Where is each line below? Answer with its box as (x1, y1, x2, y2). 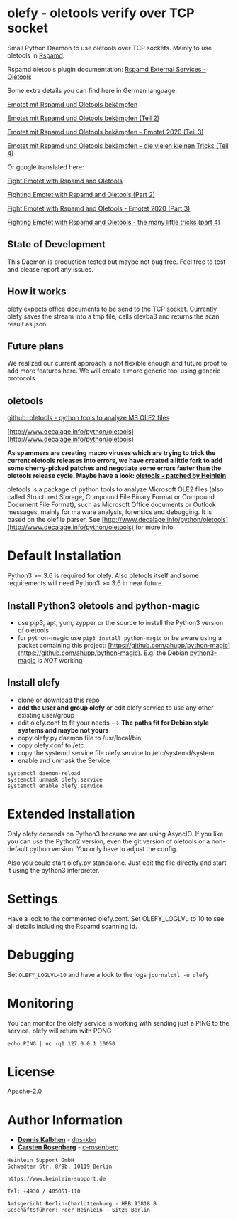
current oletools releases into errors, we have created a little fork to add (7, 457, 223, 465)
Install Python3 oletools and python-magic (7, 600, 200, 612)
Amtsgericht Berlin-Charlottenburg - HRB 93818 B (7, 1201, 157, 1208)
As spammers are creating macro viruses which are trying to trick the (7, 449, 216, 457)
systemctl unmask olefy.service (7, 776, 103, 783)
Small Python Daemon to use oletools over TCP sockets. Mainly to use (7, 43, 212, 52)
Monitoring (7, 995, 74, 1011)
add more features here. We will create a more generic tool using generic (7, 366, 221, 375)
